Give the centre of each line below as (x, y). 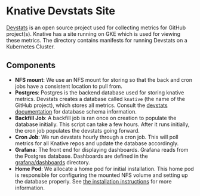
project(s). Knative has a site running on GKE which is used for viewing (93, 33)
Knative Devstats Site (61, 11)
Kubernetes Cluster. (31, 47)
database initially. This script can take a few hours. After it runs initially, (102, 124)
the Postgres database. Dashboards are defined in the (81, 156)
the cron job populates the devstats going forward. (77, 130)
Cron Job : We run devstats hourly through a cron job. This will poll (96, 137)
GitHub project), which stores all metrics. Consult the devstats (91, 105)
